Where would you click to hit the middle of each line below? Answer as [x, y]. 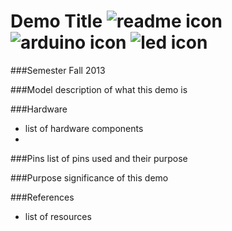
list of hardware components [84, 128]
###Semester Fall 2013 [58, 70]
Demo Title [56, 21]
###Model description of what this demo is [99, 89]
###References [42, 197]
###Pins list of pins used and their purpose [99, 158]
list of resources [58, 216]
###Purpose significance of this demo [89, 177]
